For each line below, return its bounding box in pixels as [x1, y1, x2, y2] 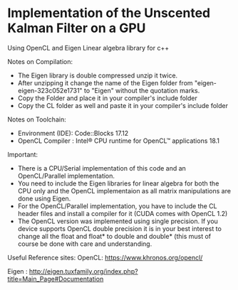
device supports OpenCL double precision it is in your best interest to [17, 224, 222, 232]
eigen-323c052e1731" [17, 86, 83, 95]
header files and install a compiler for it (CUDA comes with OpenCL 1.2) [17, 209, 228, 217]
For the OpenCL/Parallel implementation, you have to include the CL [17, 201, 217, 210]
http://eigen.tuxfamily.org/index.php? [29, 267, 138, 275]
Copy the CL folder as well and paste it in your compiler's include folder [17, 101, 228, 109]
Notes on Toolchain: [7, 115, 66, 124]
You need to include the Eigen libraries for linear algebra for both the [17, 179, 219, 188]
